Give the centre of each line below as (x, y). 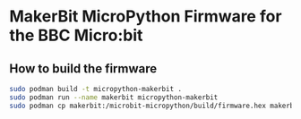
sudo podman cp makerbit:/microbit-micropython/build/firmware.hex (138, 106)
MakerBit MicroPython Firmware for (146, 17)
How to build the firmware (83, 68)
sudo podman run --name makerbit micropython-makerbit (114, 97)
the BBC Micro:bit (76, 35)
